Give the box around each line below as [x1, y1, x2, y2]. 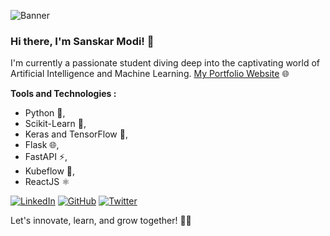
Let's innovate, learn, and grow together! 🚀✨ [10, 215, 192, 227]
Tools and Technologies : [10, 88, 117, 100]
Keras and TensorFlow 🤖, [24, 128, 128, 140]
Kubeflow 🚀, [24, 165, 76, 177]
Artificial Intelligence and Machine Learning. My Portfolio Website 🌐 [10, 68, 290, 80]
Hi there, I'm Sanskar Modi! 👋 [10, 34, 155, 48]
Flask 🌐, [24, 139, 60, 151]
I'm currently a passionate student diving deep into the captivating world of [10, 57, 320, 69]
